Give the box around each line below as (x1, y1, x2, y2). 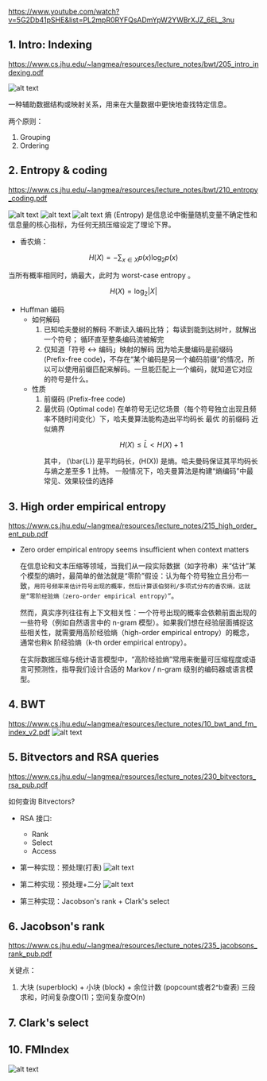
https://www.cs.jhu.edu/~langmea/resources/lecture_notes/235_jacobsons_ (8, 941, 258, 951)
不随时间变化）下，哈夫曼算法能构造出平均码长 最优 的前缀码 (50, 414, 250, 424)
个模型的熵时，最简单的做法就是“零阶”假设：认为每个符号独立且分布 (19, 571, 242, 581)
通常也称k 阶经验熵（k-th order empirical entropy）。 (19, 637, 192, 647)
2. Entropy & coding (8, 164, 108, 177)
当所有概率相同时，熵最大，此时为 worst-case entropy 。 (8, 270, 195, 281)
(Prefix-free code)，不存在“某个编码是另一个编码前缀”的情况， (43, 355, 249, 364)
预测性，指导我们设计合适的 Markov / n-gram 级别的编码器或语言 (33, 664, 246, 674)
